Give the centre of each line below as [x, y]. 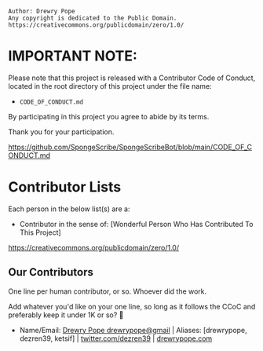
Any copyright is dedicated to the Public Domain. [93, 18]
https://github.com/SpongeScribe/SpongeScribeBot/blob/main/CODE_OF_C [130, 147]
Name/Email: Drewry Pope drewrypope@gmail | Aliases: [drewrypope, [133, 330]
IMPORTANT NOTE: [73, 56]
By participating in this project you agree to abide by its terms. [109, 116]
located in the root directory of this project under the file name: [110, 86]
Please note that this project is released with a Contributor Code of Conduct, [132, 78]
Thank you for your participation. [61, 132]
